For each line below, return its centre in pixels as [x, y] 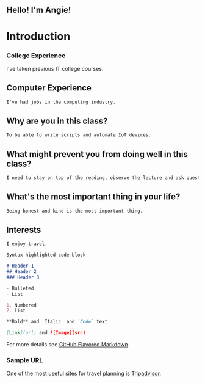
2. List [16, 311]
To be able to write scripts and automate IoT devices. [79, 135]
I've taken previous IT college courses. [55, 68]
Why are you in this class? [57, 121]
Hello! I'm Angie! [39, 10]
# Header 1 [20, 266]
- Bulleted [20, 288]
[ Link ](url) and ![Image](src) [46, 333]
